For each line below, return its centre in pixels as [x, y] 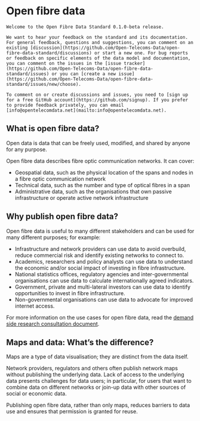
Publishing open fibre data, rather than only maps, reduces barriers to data [98, 405]
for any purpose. [27, 149]
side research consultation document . [53, 324]
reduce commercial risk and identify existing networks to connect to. [99, 255]
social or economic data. [36, 394]
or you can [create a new [84, 74]
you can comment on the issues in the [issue [64, 63]
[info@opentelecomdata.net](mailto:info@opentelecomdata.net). [87, 110]
